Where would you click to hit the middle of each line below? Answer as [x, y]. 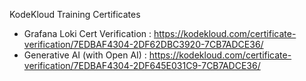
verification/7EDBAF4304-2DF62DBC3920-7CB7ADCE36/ [143, 44]
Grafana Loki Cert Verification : [87, 33]
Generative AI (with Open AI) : [85, 55]
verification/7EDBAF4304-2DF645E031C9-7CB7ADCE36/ [142, 65]
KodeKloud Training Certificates [75, 14]
